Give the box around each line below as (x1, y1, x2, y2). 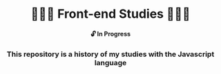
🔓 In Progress (90, 29, 131, 38)
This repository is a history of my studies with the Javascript (6, 49, 215, 59)
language (94, 58, 127, 67)
